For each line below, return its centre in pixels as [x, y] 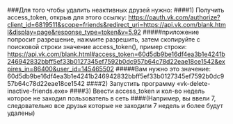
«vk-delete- [193, 83]
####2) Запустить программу [130, 83]
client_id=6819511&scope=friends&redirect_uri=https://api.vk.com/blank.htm [116, 25]
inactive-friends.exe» [38, 91]
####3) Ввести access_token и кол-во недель [137, 91]
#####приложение [171, 32]
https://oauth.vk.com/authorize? [174, 17]
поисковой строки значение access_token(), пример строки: [97, 47]
